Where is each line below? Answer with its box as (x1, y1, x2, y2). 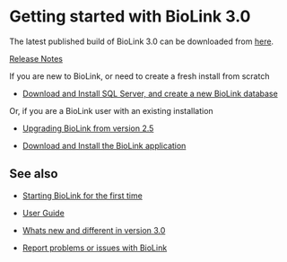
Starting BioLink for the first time (22, 190, 143, 201)
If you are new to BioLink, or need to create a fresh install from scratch (9, 70, 270, 82)
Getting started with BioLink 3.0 (9, 6, 251, 27)
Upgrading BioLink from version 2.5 (22, 123, 154, 134)
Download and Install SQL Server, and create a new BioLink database (22, 88, 278, 99)
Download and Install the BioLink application (22, 140, 187, 151)
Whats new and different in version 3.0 (22, 224, 166, 235)
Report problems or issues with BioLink (22, 242, 168, 253)
